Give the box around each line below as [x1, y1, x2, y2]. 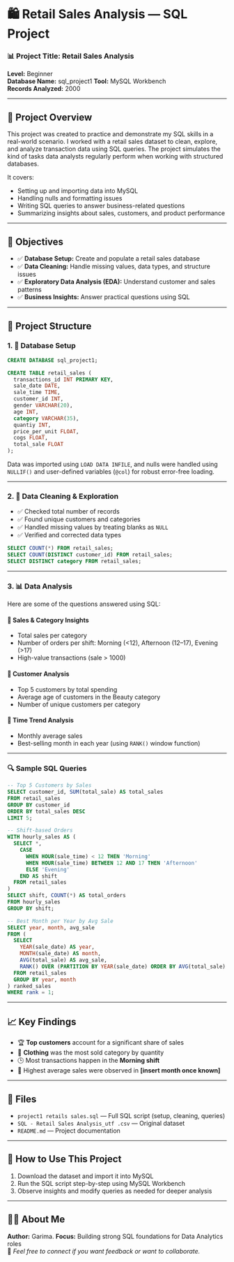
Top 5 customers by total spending [17, 685, 118, 693]
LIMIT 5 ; [7, 814, 33, 822]
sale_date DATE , [13, 382, 61, 389]
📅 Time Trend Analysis [7, 716, 75, 725]
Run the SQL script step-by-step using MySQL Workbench [17, 1179, 186, 1187]
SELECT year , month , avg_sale [7, 924, 95, 931]
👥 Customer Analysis [7, 669, 70, 679]
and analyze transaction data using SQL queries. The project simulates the [7, 145, 221, 153]
